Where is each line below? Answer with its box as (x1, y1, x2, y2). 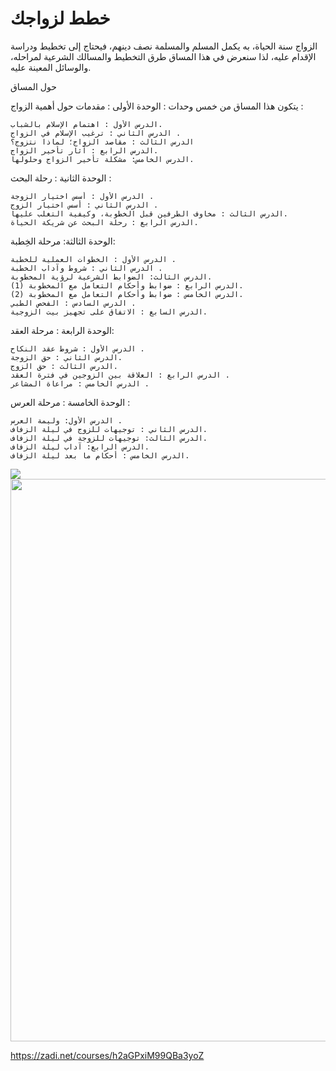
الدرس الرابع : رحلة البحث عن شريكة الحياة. (10, 217, 199, 227)
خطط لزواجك (10, 7, 111, 30)
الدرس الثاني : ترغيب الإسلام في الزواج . (10, 128, 182, 138)
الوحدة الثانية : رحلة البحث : (10, 172, 112, 184)
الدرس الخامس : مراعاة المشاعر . (10, 378, 150, 389)
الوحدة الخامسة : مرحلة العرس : (10, 396, 131, 408)
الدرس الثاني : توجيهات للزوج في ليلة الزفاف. (10, 424, 208, 434)
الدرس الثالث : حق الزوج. (10, 361, 118, 371)
